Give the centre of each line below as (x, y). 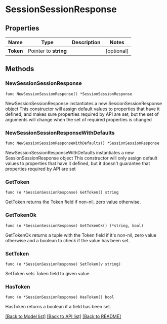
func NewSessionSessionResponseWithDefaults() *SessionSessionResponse (82, 143)
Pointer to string (47, 51)
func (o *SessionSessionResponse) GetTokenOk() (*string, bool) (74, 225)
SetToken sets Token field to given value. (48, 273)
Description (86, 42)
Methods (20, 69)
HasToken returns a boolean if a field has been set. (58, 307)
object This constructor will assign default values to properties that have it (82, 109)
